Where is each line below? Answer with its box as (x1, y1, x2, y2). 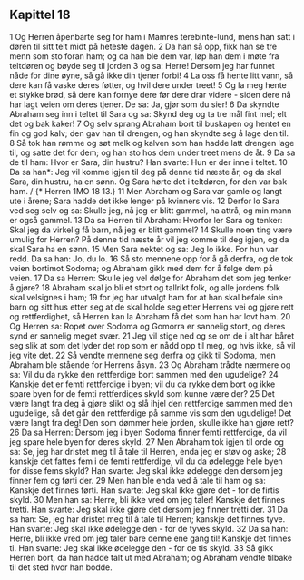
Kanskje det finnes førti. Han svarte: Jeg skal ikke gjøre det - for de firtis (9, 485, 279, 496)
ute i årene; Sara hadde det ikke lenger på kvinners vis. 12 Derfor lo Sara (9, 195, 280, 206)
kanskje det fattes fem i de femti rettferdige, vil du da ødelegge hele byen (9, 456, 283, 467)
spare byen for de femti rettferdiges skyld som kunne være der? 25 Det (9, 388, 275, 398)
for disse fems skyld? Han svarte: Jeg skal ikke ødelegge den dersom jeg (9, 465, 283, 476)
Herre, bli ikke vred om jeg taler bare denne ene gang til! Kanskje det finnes (9, 533, 292, 544)
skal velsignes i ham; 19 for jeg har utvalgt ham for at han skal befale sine (9, 291, 283, 302)
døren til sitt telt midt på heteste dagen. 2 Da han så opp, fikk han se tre (9, 41, 278, 52)
